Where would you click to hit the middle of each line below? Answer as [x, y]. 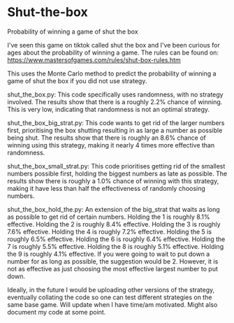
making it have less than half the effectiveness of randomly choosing [107, 188]
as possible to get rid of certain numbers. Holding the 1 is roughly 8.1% [109, 217]
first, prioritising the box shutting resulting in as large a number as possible [115, 130]
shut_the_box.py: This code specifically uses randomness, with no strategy [115, 94]
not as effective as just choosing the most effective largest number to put [112, 268]
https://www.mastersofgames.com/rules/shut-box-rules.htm [94, 59]
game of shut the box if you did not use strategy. [77, 80]
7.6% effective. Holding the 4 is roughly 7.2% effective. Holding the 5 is [109, 231]
